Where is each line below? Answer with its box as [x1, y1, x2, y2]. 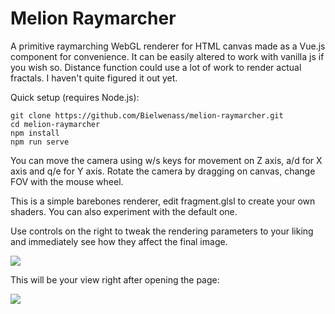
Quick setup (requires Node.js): [10, 91, 140, 103]
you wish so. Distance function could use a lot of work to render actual [10, 61, 302, 73]
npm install [10, 128, 60, 138]
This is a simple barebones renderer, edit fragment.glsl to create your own [10, 195, 316, 207]
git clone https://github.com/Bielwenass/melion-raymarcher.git [10, 110, 284, 121]
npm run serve [10, 137, 70, 147]
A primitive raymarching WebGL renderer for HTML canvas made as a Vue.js [10, 40, 326, 52]
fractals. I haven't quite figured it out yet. [10, 72, 178, 84]
